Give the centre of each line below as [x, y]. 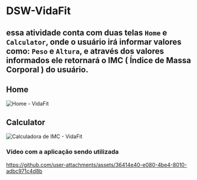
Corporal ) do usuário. [47, 69]
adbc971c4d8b [24, 171]
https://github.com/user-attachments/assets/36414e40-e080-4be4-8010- [97, 165]
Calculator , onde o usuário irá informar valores [94, 42]
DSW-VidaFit [38, 11]
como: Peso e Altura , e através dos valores [85, 51]
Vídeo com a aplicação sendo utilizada [63, 152]
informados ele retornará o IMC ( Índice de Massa [99, 60]
